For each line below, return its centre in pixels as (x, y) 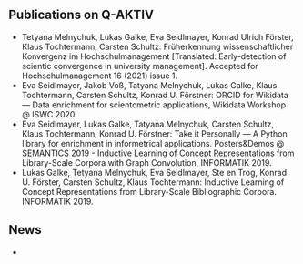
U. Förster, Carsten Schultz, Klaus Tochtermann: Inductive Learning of (153, 182)
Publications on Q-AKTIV (81, 15)
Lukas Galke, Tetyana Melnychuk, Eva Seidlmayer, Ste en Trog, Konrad (154, 172)
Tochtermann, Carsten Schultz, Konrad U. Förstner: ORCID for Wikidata (155, 95)
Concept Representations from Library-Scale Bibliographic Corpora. (149, 191)
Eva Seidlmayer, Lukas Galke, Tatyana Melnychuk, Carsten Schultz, (148, 124)
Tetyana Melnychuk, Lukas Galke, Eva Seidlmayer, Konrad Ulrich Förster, (158, 36)
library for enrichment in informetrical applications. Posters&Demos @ (153, 143)
